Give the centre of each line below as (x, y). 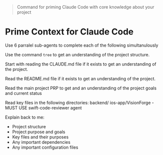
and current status (24, 93)
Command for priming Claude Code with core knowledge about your (86, 7)
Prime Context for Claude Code (69, 32)
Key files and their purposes (40, 137)
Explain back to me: (25, 117)
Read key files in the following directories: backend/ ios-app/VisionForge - (80, 103)
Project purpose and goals (39, 132)
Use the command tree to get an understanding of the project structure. (77, 54)
